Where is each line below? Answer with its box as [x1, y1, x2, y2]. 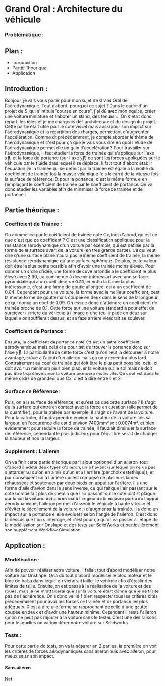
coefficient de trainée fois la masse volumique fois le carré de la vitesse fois [5, 171, 159, 177]
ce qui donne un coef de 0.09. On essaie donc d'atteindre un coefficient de [5, 300, 157, 306]
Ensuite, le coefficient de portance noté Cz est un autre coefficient [5, 339, 140, 345]
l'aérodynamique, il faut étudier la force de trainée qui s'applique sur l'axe [5, 150, 155, 156]
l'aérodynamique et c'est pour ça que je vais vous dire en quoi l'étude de [5, 139, 153, 145]
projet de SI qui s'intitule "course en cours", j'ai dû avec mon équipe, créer [5, 108, 156, 114]
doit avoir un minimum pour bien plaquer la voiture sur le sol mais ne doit [5, 365, 152, 371]
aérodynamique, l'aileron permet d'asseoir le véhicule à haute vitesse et [5, 501, 151, 507]
